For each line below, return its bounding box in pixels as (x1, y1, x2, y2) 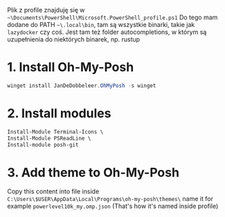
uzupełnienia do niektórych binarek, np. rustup (7, 35, 141, 44)
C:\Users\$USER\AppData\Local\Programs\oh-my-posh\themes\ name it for (7, 195, 213, 203)
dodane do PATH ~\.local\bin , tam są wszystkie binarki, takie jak (7, 21, 195, 28)
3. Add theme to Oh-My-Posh (7, 164, 180, 180)
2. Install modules (7, 106, 111, 121)
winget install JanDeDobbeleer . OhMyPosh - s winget (7, 82, 156, 89)
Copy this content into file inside (7, 187, 100, 196)
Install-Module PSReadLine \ (7, 135, 91, 142)
